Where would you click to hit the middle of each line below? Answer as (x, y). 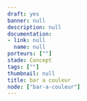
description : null (34, 27)
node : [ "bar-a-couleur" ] (44, 87)
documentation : (30, 34)
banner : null (27, 21)
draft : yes (23, 14)
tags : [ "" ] (23, 67)
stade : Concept (30, 60)
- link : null (27, 41)
